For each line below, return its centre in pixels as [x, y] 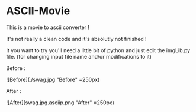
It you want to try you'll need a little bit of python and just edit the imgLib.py [98, 50]
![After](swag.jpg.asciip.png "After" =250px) [60, 103]
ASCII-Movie [38, 11]
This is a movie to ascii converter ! [48, 27]
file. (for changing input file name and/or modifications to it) [79, 56]
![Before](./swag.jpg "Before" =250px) [53, 79]
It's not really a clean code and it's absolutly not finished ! [76, 39]
